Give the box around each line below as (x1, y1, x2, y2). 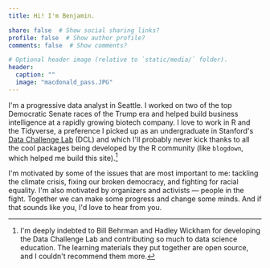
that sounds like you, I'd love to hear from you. (8, 203, 162, 212)
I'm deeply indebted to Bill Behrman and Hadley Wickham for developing (19, 226, 261, 236)
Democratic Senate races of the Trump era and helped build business (8, 109, 239, 118)
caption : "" (15, 71, 56, 79)
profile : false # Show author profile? (8, 34, 146, 42)
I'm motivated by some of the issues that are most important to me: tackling (8, 168, 259, 178)
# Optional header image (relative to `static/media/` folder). (8, 56, 228, 64)
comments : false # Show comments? (8, 41, 128, 49)
